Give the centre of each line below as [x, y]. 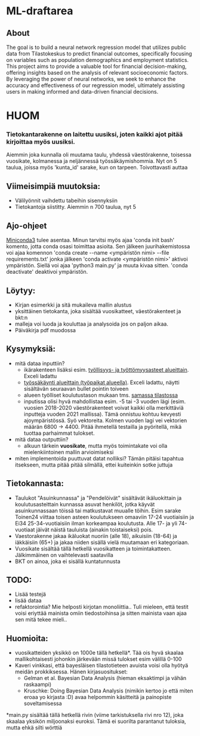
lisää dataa [28, 601]
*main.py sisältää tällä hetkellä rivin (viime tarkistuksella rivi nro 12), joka [95, 715]
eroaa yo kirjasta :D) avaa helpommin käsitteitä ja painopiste [98, 697]
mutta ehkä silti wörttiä [34, 728]
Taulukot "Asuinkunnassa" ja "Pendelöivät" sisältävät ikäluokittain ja [98, 498]
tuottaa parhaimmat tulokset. [59, 433]
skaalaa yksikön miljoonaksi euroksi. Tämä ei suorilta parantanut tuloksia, [96, 721]
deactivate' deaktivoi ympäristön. [47, 272]
